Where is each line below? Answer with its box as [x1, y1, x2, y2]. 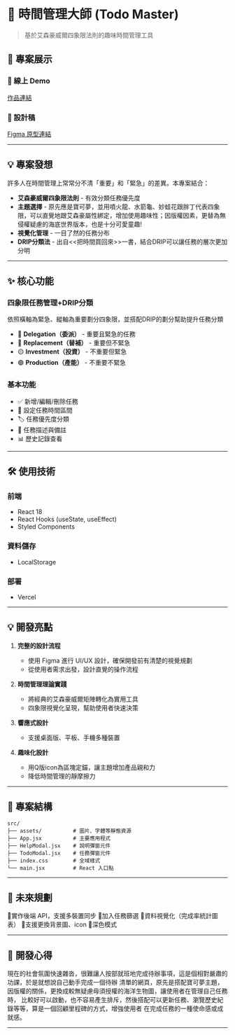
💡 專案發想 [7, 159, 53, 171]
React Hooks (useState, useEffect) [17, 515, 117, 524]
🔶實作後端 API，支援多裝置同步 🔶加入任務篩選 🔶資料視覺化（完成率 [7, 912, 200, 920]
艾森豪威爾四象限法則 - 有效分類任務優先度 [17, 193, 141, 202]
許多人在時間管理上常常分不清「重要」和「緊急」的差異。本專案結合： [7, 179, 210, 187]
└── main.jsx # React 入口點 [7, 864, 114, 872]
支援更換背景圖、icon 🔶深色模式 [25, 920, 117, 929]
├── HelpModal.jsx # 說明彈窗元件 [7, 842, 111, 849]
